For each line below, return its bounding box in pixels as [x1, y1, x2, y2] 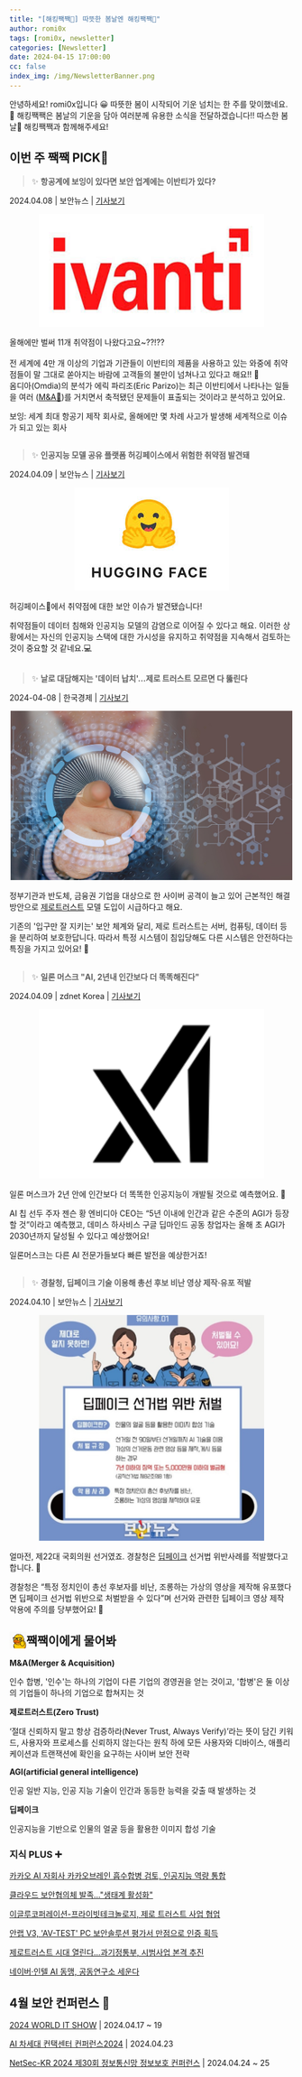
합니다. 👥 [9, 1562, 41, 1573]
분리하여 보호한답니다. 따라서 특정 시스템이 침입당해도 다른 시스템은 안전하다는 [18, 932, 294, 943]
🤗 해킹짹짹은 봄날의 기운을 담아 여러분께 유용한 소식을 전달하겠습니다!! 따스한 [9, 109, 279, 121]
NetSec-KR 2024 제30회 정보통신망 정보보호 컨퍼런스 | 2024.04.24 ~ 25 [9, 2058, 270, 2069]
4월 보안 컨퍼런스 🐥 [9, 1995, 111, 2010]
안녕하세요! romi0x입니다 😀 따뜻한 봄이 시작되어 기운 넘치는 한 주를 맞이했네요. [9, 98, 288, 109]
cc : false [9, 62, 47, 71]
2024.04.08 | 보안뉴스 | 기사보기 [9, 195, 125, 206]
